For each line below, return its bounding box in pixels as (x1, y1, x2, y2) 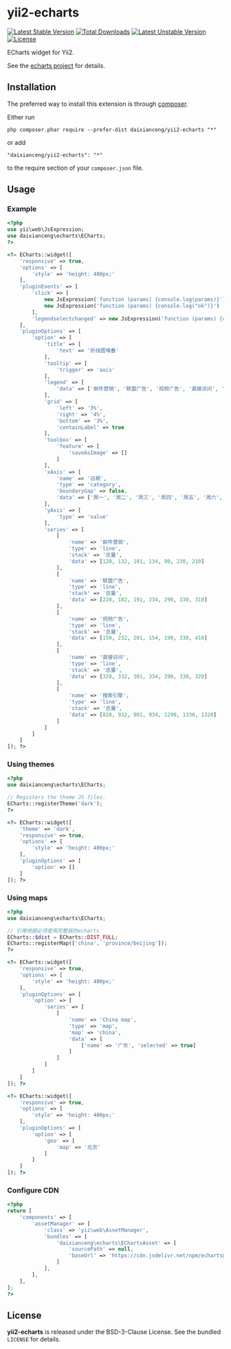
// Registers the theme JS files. (7, 794, 107, 801)
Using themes (7, 759, 55, 769)
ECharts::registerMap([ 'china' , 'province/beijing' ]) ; (7, 940, 168, 947)
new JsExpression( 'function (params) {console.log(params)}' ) (43, 296, 226, 303)
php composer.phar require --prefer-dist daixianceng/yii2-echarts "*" (7, 126, 217, 133)
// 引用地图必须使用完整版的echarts (7, 927, 100, 934)
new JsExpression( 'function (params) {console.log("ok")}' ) (43, 302, 220, 309)
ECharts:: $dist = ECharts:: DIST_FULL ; (7, 933, 118, 941)
